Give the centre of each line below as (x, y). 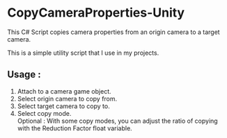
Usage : (24, 75)
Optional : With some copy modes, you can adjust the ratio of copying (117, 121)
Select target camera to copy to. (63, 106)
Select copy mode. (44, 113)
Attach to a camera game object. (64, 91)
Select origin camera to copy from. (67, 98)
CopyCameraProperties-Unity (96, 13)
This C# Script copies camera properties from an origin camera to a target (114, 32)
